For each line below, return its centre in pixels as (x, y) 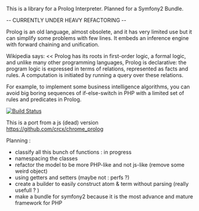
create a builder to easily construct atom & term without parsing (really (102, 184)
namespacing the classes (46, 158)
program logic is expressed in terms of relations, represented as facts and (97, 69)
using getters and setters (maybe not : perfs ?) (72, 178)
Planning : (19, 140)
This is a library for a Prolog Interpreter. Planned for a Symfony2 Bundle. (95, 9)
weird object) (31, 171)
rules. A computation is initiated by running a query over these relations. (95, 75)
